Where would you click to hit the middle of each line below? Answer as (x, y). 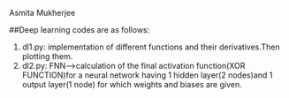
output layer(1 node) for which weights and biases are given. (132, 84)
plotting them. (47, 56)
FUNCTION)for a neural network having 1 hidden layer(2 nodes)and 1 (147, 75)
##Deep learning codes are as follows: (80, 30)
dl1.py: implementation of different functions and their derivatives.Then (151, 47)
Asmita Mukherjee (42, 13)
